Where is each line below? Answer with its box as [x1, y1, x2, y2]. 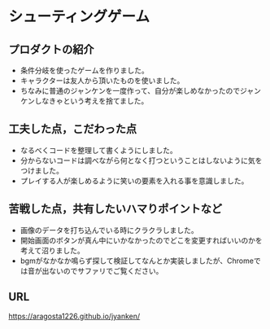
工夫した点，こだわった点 [8, 122, 137, 136]
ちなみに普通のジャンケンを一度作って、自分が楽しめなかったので [20, 86, 241, 95]
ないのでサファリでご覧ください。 [48, 265, 163, 275]
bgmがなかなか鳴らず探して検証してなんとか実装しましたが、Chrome [20, 256, 255, 265]
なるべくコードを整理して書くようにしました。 [20, 145, 177, 155]
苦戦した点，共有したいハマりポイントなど [8, 202, 222, 216]
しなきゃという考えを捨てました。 [34, 96, 149, 106]
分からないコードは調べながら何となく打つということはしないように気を [20, 156, 263, 165]
